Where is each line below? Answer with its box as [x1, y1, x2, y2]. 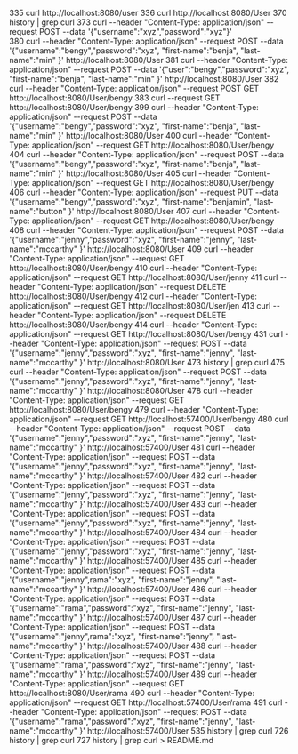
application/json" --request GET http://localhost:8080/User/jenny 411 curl [9, 272, 278, 283]
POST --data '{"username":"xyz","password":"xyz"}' [39, 27, 233, 36]
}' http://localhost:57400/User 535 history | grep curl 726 [79, 726, 289, 736]
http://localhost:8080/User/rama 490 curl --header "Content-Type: [9, 688, 255, 698]
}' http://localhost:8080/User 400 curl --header [57, 131, 233, 140]
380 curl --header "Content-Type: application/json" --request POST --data [9, 36, 284, 46]
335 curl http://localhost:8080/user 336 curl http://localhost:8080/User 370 [9, 8, 287, 18]
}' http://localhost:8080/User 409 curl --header [79, 244, 254, 254]
